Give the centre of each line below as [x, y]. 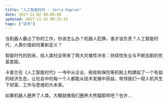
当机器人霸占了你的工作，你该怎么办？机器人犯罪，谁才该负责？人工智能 [79, 38]
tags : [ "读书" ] [20, 24]
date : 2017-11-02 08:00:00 [33, 14]
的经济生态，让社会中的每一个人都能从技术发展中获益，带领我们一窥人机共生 [84, 78]
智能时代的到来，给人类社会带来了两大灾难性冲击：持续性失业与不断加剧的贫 [84, 55]
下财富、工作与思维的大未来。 [36, 85]
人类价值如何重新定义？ [38, 45]
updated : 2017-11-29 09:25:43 [37, 19]
